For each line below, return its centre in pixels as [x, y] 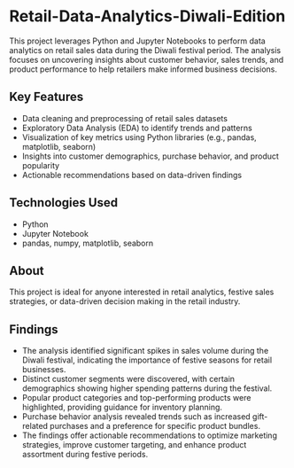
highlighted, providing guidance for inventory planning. [122, 407]
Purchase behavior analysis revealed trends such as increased [136, 417]
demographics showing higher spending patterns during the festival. [147, 388]
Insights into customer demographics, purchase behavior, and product [150, 156]
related [35, 426]
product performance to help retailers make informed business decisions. [143, 69]
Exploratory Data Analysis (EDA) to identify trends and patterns [137, 128]
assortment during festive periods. [85, 455]
